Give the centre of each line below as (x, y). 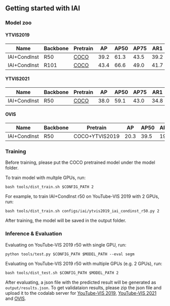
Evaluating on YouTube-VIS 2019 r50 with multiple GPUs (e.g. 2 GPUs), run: (84, 263)
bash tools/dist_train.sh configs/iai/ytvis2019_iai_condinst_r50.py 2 (82, 211)
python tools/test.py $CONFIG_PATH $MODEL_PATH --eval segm (70, 254)
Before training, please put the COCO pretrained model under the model (80, 162)
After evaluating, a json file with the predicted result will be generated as (81, 282)
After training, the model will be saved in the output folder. (66, 221)
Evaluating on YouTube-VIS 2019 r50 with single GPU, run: (66, 245)
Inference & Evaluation (34, 234)
